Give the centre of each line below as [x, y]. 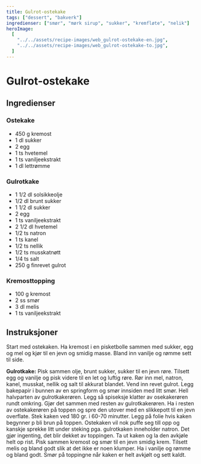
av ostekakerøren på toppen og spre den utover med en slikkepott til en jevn [101, 410]
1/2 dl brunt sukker [38, 201]
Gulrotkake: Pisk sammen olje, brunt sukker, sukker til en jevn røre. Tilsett [98, 372]
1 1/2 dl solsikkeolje [39, 195]
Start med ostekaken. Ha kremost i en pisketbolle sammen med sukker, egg [100, 347]
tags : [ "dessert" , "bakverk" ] [44, 18]
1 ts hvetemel [31, 153]
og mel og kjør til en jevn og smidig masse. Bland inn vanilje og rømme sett [99, 353]
